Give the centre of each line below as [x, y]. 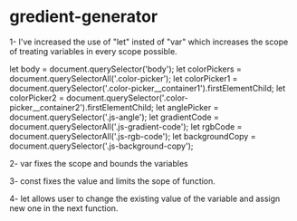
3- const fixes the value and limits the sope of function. [112, 181]
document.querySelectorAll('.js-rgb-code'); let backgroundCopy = [133, 136]
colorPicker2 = [37, 98]
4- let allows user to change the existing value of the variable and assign [145, 198]
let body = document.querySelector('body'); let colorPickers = [126, 69]
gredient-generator [84, 17]
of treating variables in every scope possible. [94, 51]
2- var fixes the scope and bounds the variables [99, 163]
